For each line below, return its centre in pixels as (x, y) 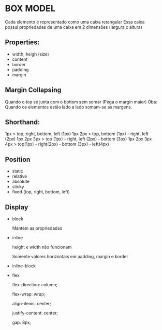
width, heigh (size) (30, 54)
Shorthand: (22, 122)
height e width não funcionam (42, 247)
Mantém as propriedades (37, 228)
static (17, 171)
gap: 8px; (22, 322)
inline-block (24, 266)
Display (17, 207)
